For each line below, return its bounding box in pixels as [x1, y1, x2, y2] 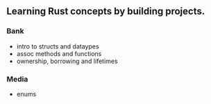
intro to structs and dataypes [16, 42, 99, 51]
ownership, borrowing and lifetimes [16, 57, 119, 65]
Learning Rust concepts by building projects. [6, 6, 205, 17]
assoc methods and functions [16, 49, 102, 58]
